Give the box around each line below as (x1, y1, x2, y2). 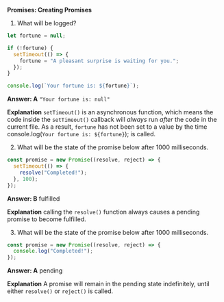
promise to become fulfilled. (7, 215, 87, 223)
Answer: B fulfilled (7, 194, 60, 203)
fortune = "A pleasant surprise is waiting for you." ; (19, 58, 179, 64)
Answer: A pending (7, 266, 63, 275)
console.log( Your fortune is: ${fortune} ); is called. (7, 130, 156, 138)
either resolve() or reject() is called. (7, 287, 114, 295)
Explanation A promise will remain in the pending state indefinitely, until (7, 280, 210, 288)
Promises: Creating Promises (7, 6, 92, 14)
